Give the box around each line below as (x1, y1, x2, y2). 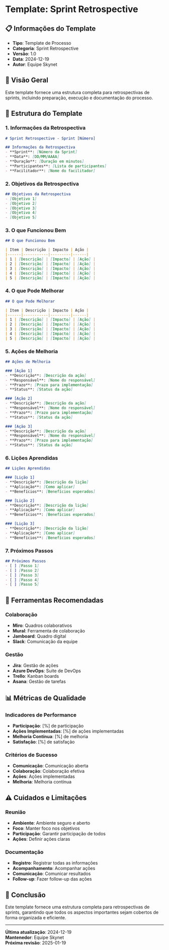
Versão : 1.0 (12, 51, 37, 56)
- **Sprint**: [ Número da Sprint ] (5, 149, 78, 154)
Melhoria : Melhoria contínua (12, 779, 72, 785)
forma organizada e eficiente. (5, 915, 66, 921)
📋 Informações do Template (5, 24, 96, 33)
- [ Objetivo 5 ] (5, 215, 37, 220)
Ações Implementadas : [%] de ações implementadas (12, 728, 124, 734)
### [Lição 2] (5, 498, 35, 503)
